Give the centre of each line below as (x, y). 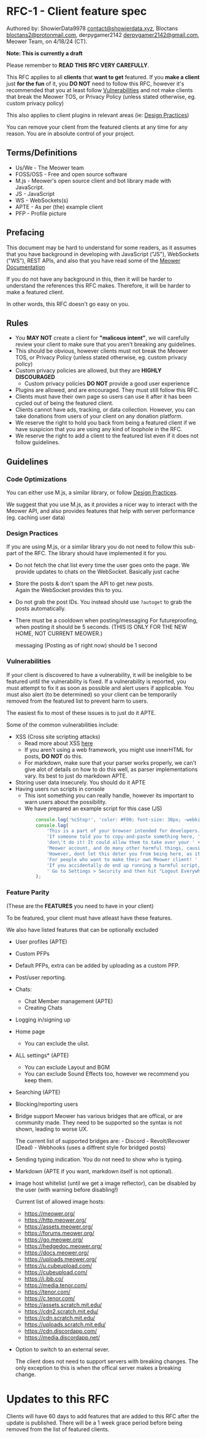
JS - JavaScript (35, 193)
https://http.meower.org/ (55, 1220)
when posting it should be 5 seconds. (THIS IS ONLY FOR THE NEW (101, 627)
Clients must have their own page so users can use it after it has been (103, 397)
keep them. (39, 1080)
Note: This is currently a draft (44, 53)
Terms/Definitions (42, 153)
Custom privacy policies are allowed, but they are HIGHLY (88, 370)
